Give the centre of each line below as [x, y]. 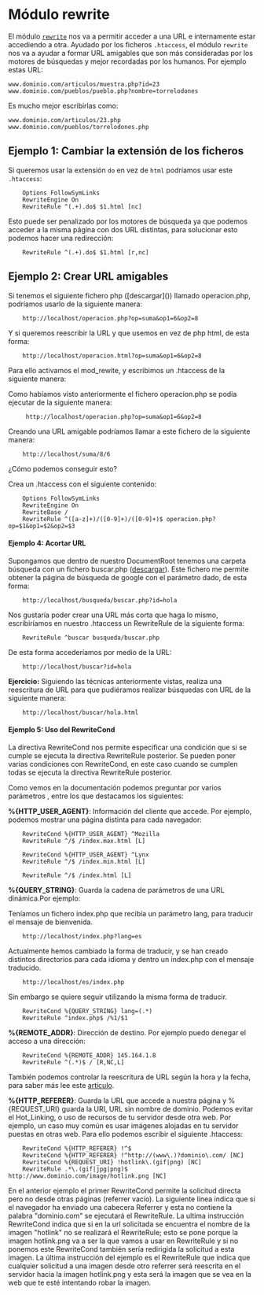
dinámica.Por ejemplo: [44, 898]
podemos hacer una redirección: [61, 238]
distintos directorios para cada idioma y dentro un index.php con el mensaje [131, 959]
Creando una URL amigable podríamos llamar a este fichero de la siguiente [129, 431]
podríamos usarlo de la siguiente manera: [75, 304]
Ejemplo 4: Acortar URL [47, 543]
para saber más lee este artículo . [61, 1085]
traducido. [25, 968]
